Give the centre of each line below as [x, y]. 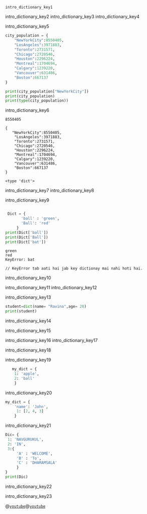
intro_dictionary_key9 [27, 200]
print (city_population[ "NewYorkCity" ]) [47, 91]
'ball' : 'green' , [40, 219]
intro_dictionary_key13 [28, 297]
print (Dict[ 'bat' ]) [26, 242]
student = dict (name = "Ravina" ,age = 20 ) [46, 307]
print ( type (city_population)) [37, 101]
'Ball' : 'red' [36, 223]
